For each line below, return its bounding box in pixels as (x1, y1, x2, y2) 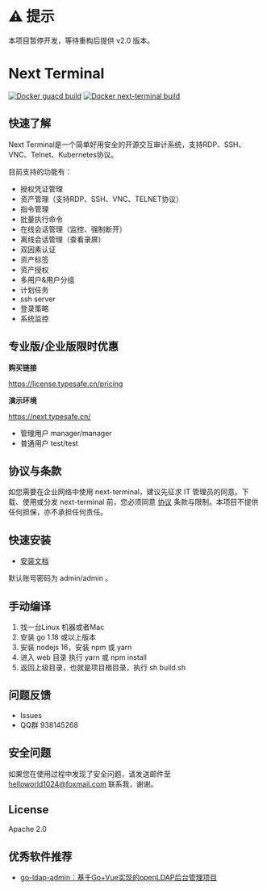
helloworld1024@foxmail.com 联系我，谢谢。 (8, 779, 158, 788)
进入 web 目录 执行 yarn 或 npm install (19, 652, 148, 662)
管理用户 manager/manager (19, 428, 112, 438)
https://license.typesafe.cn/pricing (8, 379, 123, 388)
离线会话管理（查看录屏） (19, 234, 106, 244)
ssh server (19, 294, 56, 304)
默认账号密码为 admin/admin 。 (8, 573, 113, 583)
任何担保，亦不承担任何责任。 (8, 507, 107, 517)
